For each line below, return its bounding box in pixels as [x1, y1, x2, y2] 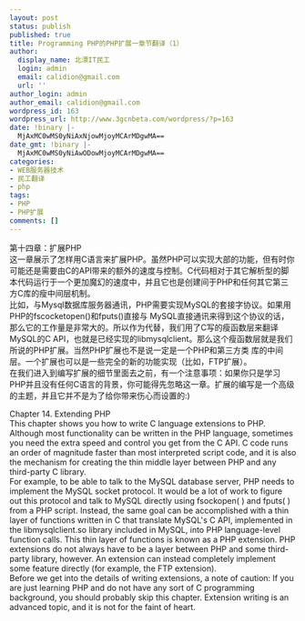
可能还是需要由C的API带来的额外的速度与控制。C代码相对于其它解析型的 [9, 265, 281, 275]
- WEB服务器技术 [9, 165, 65, 175]
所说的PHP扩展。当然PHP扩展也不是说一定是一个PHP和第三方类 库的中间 [9, 345, 284, 356]
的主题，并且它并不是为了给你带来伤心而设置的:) [9, 390, 191, 401]
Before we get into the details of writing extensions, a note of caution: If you [9, 572, 294, 583]
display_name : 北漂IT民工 [17, 55, 111, 65]
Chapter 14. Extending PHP [9, 408, 111, 419]
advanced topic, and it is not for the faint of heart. [9, 601, 196, 612]
